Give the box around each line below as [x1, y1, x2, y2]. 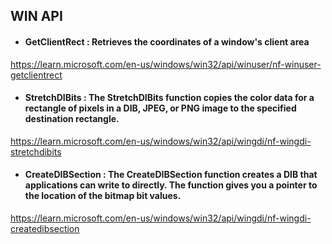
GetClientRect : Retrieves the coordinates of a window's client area [24, 35, 310, 48]
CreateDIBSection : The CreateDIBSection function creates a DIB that [24, 169, 318, 181]
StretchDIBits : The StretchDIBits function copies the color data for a [24, 92, 315, 104]
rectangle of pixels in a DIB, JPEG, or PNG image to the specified [24, 102, 297, 114]
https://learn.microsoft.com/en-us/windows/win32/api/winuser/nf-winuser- [10, 58, 322, 70]
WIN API [10, 8, 63, 25]
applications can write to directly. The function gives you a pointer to [24, 179, 318, 191]
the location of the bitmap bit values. [24, 190, 182, 202]
